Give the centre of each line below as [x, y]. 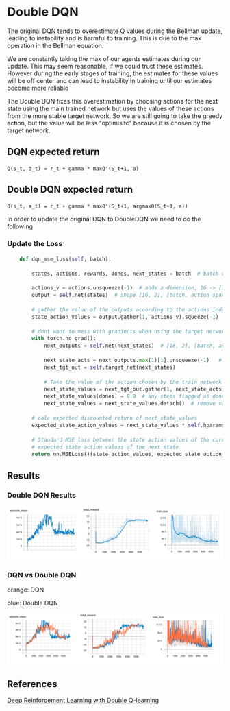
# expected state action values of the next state [105, 447]
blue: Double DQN [33, 603]
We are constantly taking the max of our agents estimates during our [104, 58]
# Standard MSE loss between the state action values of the [121, 439]
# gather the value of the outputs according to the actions [121, 309]
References [32, 684]
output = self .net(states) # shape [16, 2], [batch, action [121, 296]
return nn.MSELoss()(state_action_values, [93, 454]
